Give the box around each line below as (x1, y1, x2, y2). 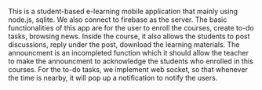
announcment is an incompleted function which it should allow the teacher (8, 49, 249, 57)
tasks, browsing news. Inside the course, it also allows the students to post (8, 31, 250, 41)
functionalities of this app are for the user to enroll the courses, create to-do (8, 23, 255, 32)
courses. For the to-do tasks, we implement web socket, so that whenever (8, 65, 249, 74)
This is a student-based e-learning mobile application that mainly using (8, 7, 238, 16)
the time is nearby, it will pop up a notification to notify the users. (8, 74, 218, 82)
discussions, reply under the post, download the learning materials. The (8, 40, 241, 49)
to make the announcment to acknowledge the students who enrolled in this (8, 56, 253, 66)
